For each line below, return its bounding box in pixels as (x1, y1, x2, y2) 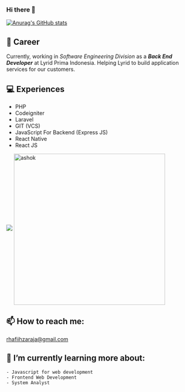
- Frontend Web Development (6, 374, 77, 381)
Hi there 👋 (6, 5, 36, 14)
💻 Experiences (6, 84, 65, 94)
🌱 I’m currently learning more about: (6, 353, 145, 364)
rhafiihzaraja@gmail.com (6, 335, 68, 342)
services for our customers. (6, 66, 76, 73)
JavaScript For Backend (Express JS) (15, 128, 108, 136)
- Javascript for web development (6, 369, 94, 375)
